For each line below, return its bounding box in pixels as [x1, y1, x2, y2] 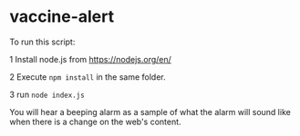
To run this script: [9, 36, 76, 47]
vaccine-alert [9, 6, 115, 27]
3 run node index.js [9, 89, 85, 100]
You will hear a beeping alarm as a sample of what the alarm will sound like [9, 106, 292, 117]
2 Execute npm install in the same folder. [9, 71, 166, 83]
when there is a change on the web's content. [9, 116, 181, 127]
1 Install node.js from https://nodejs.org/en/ [9, 53, 171, 64]
